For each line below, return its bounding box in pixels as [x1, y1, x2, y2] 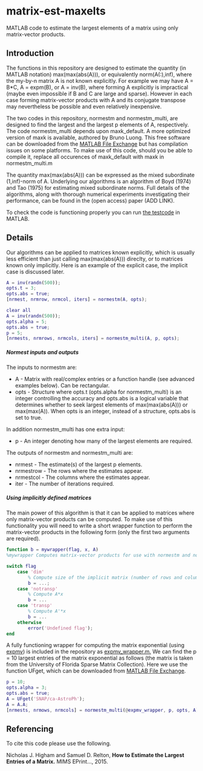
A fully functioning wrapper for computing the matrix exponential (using [6, 642, 185, 649]
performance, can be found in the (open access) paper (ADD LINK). [6, 197, 175, 204]
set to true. [14, 414, 42, 421]
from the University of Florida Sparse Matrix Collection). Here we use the [6, 661, 188, 668]
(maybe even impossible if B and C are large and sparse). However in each [6, 89, 192, 97]
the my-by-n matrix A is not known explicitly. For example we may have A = [6, 77, 194, 84]
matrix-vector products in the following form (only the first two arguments [6, 529, 190, 536]
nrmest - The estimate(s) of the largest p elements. [14, 461, 143, 468]
